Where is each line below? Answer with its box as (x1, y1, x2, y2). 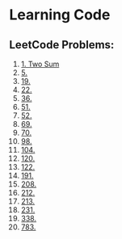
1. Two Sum (20, 59, 60, 69)
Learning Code (9, 6, 111, 24)
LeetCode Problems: (9, 38, 115, 52)
